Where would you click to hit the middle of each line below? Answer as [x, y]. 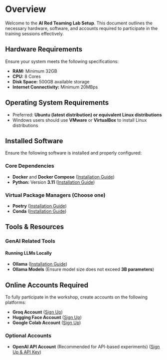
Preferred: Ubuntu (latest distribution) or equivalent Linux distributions [87, 115]
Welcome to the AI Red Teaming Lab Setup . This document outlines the [79, 23]
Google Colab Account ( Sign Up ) [47, 323]
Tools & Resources [35, 227]
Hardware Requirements [44, 49]
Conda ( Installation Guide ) [39, 211]
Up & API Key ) [27, 352]
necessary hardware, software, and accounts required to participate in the [82, 28]
